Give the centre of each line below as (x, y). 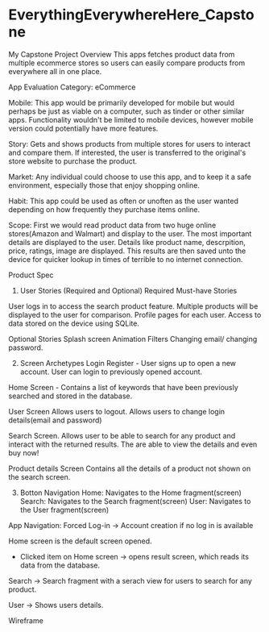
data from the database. (60, 565)
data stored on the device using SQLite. (74, 323)
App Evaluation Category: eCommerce (72, 87)
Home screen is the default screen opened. (80, 541)
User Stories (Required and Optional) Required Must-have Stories (128, 290)
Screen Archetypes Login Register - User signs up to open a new (128, 363)
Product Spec (31, 275)
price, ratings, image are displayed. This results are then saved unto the (127, 251)
